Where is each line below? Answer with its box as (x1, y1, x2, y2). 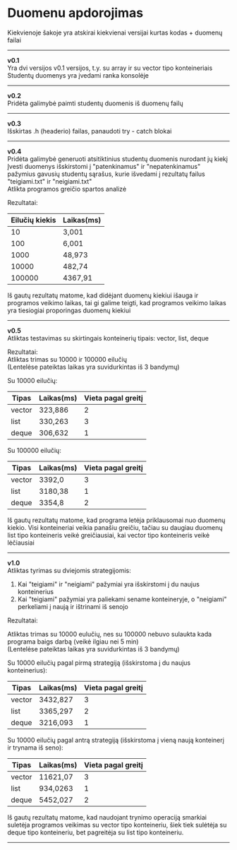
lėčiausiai (7, 538, 35, 547)
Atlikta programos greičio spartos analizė (7, 184, 127, 193)
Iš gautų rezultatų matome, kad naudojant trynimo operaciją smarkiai (7, 813, 207, 821)
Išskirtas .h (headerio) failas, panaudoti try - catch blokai (7, 126, 172, 135)
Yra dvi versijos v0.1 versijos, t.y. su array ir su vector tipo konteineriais (7, 64, 213, 72)
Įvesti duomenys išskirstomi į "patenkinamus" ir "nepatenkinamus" (7, 162, 201, 170)
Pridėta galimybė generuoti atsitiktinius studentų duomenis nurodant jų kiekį (7, 154, 228, 163)
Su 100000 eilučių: (7, 446, 61, 454)
